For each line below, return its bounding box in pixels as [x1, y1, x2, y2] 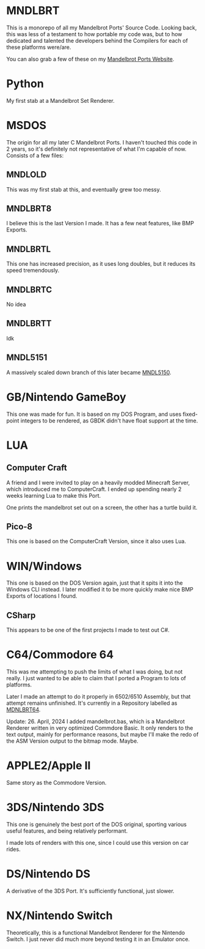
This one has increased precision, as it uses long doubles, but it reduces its [6, 260, 196, 268]
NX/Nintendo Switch [6, 909, 113, 923]
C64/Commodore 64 [6, 648, 114, 662]
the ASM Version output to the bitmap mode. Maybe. [6, 737, 138, 745]
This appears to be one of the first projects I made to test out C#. [6, 626, 170, 634]
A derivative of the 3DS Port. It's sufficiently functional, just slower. [6, 887, 175, 895]
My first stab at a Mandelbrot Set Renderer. [6, 97, 115, 104]
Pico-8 [6, 522, 33, 532]
